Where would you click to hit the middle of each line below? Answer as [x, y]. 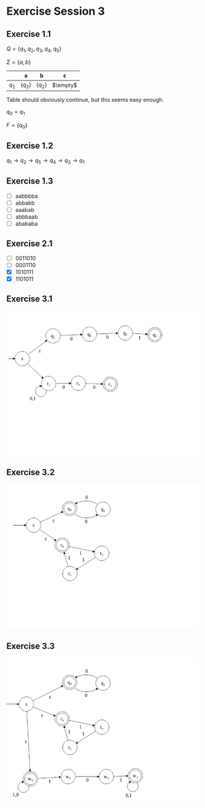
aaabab [25, 209]
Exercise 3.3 [31, 646]
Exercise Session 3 [56, 11]
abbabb [25, 203]
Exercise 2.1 [29, 243]
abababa [26, 224]
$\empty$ [65, 85]
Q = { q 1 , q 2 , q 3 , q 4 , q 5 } [34, 49]
